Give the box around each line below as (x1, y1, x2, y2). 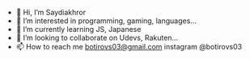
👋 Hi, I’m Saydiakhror (15, 8, 87, 17)
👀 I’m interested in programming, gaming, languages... (15, 16, 197, 26)
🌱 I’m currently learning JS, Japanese (15, 25, 142, 33)
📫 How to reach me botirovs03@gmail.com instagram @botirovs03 (15, 42, 243, 51)
